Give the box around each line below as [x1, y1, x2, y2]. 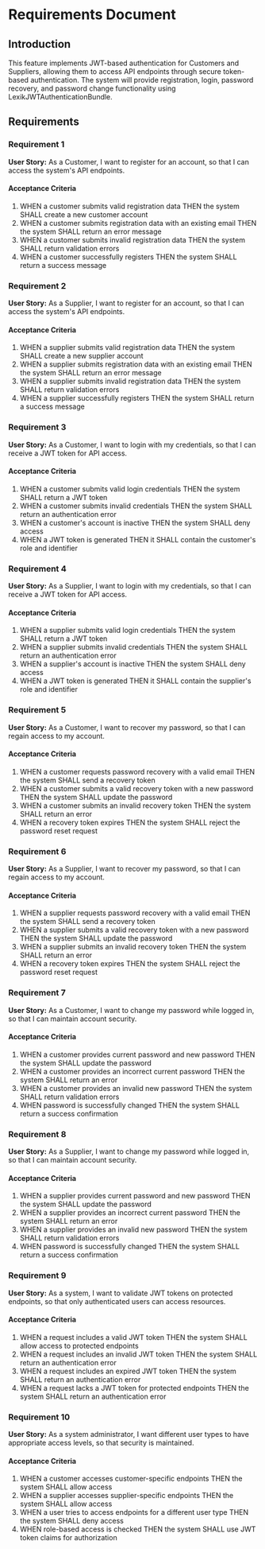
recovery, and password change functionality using [8, 83, 176, 93]
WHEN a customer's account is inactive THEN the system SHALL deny [19, 518, 251, 527]
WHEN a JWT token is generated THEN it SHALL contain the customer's [19, 534, 256, 544]
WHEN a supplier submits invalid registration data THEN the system [19, 376, 241, 386]
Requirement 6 [8, 845, 67, 856]
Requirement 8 [8, 1128, 67, 1139]
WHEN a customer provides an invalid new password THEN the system [19, 1083, 252, 1093]
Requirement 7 [8, 988, 66, 999]
